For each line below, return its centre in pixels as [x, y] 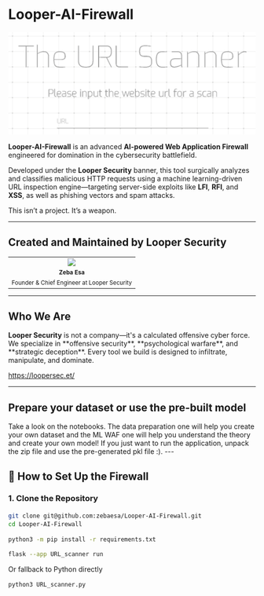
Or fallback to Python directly [56, 569]
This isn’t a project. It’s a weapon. [62, 210]
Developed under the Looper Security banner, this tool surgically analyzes [129, 170]
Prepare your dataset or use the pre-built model [127, 407]
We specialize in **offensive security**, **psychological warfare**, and [123, 344]
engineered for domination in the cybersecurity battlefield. [103, 155]
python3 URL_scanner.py [47, 585]
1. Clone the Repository [53, 499]
